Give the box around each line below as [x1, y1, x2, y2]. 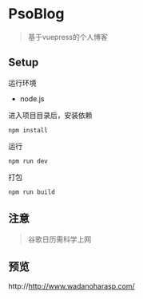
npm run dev [8, 157, 48, 165]
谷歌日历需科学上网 [27, 234, 92, 244]
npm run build [8, 188, 56, 196]
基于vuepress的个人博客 [27, 32, 108, 41]
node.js [19, 93, 46, 104]
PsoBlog [8, 5, 65, 23]
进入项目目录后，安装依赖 [8, 110, 93, 120]
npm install [8, 126, 48, 134]
